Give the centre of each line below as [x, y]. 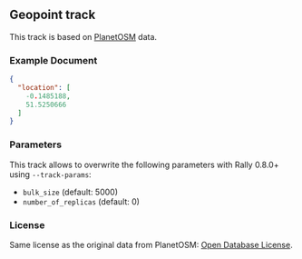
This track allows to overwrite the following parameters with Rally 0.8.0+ [144, 164]
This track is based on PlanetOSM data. [83, 36]
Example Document [54, 60]
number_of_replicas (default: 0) [81, 201]
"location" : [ [44, 87]
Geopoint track [53, 15]
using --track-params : [51, 174]
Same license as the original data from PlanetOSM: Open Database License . [151, 244]
